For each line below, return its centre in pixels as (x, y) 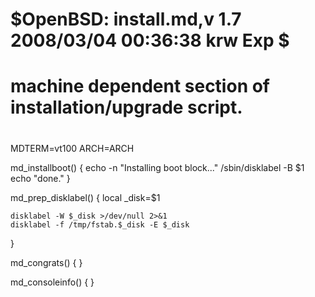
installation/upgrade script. (126, 107)
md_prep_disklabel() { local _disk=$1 (85, 197)
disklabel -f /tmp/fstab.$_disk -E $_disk (100, 224)
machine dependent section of (140, 86)
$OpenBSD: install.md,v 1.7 (126, 19)
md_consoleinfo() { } (52, 282)
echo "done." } (40, 178)
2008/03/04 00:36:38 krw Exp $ (150, 40)
